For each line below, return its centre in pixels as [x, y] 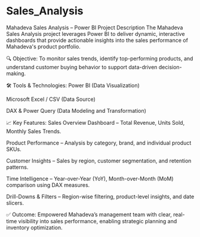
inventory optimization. [34, 227]
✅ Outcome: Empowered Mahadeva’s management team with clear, [89, 214]
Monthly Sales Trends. [34, 131]
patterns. [17, 167]
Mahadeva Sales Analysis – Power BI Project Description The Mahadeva [95, 27]
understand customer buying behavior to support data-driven [82, 67]
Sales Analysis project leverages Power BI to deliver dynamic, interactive [96, 33]
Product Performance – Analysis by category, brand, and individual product [99, 143]
